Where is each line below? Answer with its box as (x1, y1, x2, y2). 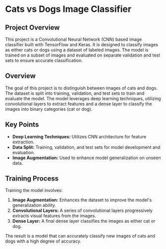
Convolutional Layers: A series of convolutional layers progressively (12, 207, 153, 214)
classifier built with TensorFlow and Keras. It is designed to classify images (5, 42, 159, 48)
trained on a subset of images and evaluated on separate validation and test (5, 52, 160, 58)
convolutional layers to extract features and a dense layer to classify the (5, 101, 152, 107)
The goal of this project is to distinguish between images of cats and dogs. (5, 85, 158, 91)
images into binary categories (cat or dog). (5, 106, 93, 112)
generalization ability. (12, 202, 56, 208)
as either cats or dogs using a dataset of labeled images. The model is (5, 47, 149, 53)
